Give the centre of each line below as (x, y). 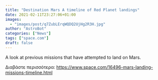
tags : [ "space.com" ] (27, 38)
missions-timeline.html (29, 72)
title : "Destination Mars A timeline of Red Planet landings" (72, 10)
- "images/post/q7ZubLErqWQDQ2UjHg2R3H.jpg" (58, 24)
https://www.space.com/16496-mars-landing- (105, 67)
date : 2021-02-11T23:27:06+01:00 (41, 15)
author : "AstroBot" (26, 29)
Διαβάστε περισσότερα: (30, 67)
